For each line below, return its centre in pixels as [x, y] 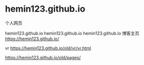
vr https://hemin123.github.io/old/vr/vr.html [48, 48]
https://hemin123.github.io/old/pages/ [43, 57]
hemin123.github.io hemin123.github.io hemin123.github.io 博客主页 [72, 33]
